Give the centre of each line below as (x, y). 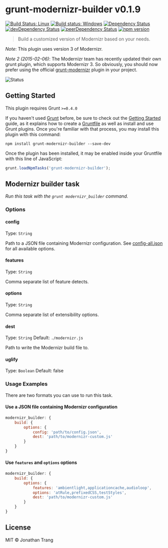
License (18, 528)
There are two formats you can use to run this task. (59, 395)
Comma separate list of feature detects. (47, 281)
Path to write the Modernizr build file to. (47, 348)
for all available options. (30, 248)
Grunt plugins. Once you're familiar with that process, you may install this (82, 129)
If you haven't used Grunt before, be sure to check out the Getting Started (83, 118)
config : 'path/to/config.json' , (67, 432)
